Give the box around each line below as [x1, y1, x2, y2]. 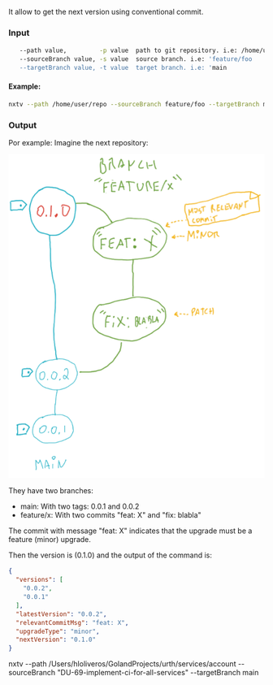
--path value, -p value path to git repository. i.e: [19, 46, 238, 55]
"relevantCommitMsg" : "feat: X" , [15, 618, 129, 626]
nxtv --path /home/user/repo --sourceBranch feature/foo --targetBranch [8, 101, 260, 109]
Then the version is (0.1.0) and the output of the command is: [8, 550, 213, 560]
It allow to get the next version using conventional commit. [8, 7, 204, 16]
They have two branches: [8, 486, 93, 496]
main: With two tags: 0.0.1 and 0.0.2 [19, 501, 140, 511]
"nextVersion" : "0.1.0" [15, 635, 96, 644]
